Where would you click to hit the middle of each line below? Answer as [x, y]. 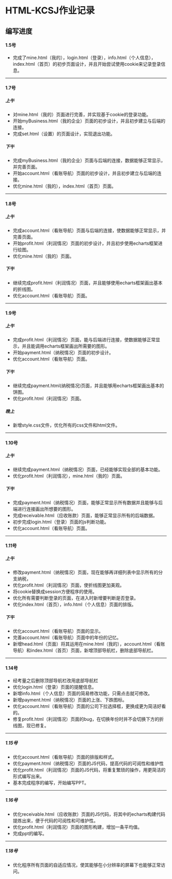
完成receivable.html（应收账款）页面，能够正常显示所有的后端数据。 [85, 515]
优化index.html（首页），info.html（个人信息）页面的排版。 [74, 605]
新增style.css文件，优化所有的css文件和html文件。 [66, 425]
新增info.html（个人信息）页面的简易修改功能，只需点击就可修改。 [82, 693]
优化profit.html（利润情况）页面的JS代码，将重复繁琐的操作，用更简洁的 [89, 770]
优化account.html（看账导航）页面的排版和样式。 [64, 757]
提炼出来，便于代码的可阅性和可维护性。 [55, 820]
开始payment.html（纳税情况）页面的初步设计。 [63, 353]
